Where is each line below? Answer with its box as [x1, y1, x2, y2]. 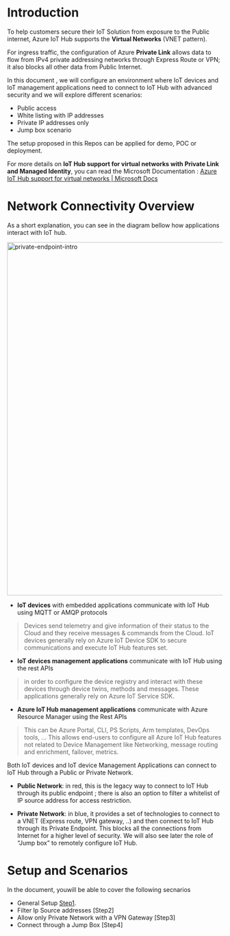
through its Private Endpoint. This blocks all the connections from [16, 824, 202, 832]
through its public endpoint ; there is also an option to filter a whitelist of [16, 788, 220, 797]
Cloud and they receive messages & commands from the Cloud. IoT [23, 628, 214, 637]
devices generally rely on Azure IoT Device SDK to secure [23, 636, 187, 644]
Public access [16, 104, 57, 112]
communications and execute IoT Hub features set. [23, 643, 168, 652]
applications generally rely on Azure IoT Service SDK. [23, 692, 175, 700]
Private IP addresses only [16, 118, 89, 126]
